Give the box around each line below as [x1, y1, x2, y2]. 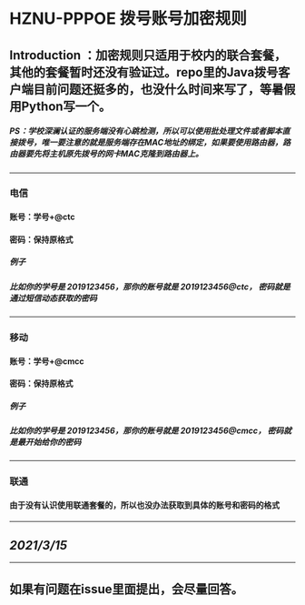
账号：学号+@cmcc [9, 356, 84, 367]
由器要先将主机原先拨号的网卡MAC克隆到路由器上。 [9, 148, 204, 159]
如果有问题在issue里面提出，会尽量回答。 [9, 581, 243, 597]
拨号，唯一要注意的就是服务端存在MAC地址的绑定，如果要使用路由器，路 [16, 137, 291, 148]
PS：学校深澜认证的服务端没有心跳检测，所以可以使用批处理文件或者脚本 [9, 126, 283, 136]
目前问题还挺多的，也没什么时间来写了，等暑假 [33, 81, 296, 96]
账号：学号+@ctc [9, 211, 75, 223]
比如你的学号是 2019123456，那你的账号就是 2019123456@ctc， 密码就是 [9, 281, 290, 292]
